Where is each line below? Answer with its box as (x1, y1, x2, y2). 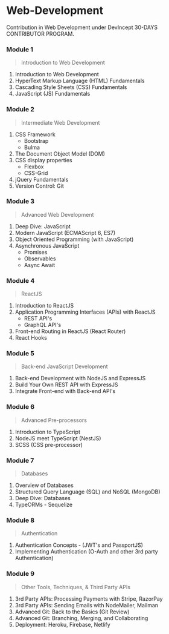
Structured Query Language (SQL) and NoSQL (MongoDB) (14, 488, 161, 495)
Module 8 (6, 516, 35, 524)
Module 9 (6, 570, 35, 578)
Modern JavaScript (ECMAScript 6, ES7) (14, 229, 116, 236)
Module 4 (6, 276, 35, 285)
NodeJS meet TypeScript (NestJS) (14, 434, 101, 442)
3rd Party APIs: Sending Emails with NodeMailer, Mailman (14, 601, 159, 609)
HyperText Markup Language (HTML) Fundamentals (14, 77, 145, 85)
